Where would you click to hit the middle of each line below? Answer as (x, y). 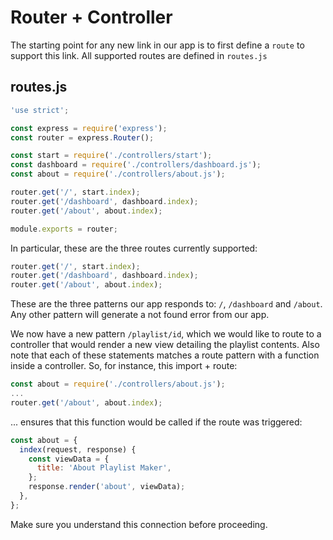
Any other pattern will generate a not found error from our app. (140, 315)
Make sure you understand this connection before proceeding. (139, 524)
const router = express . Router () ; (82, 137)
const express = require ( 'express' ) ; (89, 128)
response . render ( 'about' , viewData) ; (107, 487)
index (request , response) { (78, 449)
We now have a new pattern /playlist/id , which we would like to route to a (166, 334)
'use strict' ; (40, 110)
